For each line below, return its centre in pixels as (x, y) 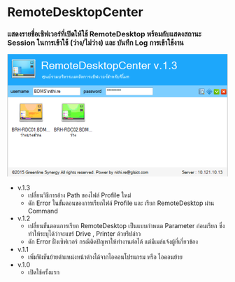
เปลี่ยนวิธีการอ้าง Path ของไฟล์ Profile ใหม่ (79, 195)
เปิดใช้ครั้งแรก (44, 272)
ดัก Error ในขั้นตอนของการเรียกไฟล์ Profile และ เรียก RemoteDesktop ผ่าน (121, 203)
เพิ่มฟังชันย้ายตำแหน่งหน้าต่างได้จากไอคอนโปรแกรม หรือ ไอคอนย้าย (105, 257)
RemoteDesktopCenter (75, 12)
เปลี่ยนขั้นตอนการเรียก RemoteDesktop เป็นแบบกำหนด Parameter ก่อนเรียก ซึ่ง (126, 225)
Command (43, 211)
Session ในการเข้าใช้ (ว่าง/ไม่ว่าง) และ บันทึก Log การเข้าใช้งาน (95, 43)
